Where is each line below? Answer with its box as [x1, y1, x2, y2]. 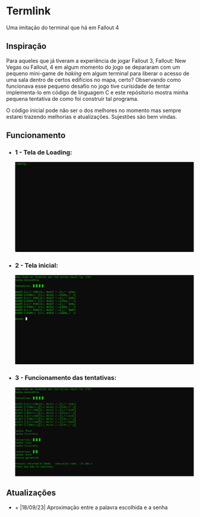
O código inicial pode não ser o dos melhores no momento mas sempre [6, 106, 182, 114]
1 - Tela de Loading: [14, 148, 73, 156]
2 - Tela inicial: [14, 261, 58, 269]
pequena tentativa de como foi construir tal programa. [6, 95, 139, 102]
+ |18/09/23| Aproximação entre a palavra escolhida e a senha [14, 503, 168, 511]
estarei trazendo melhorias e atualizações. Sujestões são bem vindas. [6, 113, 177, 120]
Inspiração [6, 41, 46, 51]
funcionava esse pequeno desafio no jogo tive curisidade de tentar [6, 82, 171, 90]
